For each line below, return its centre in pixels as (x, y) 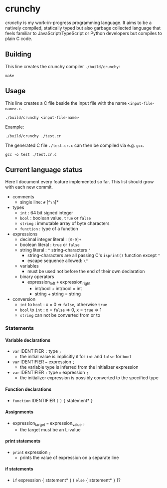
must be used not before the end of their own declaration (86, 272)
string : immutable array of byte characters (65, 223)
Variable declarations (28, 340)
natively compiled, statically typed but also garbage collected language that (83, 28)
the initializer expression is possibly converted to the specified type (89, 378)
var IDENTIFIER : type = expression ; (50, 373)
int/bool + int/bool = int (58, 289)
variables (29, 266)
